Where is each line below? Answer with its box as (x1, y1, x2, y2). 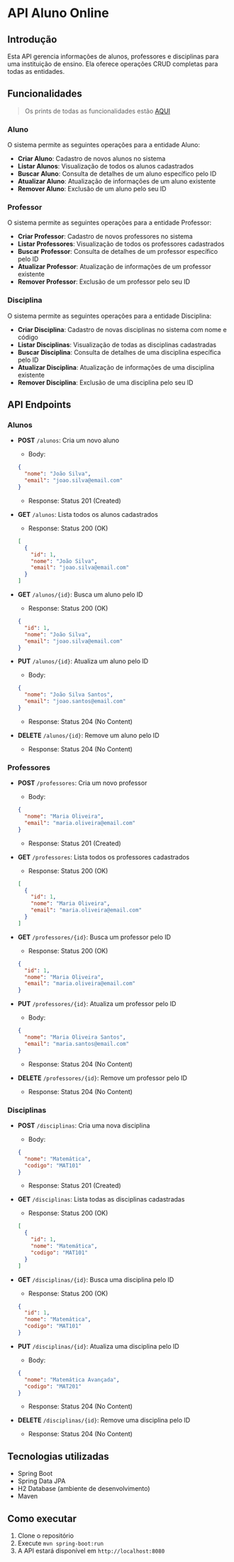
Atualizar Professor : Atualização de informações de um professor (17, 262, 211, 271)
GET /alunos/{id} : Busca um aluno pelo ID (17, 590, 143, 599)
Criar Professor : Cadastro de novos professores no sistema (17, 232, 193, 241)
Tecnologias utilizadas (7, 1450, 109, 1462)
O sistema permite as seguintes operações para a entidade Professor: (7, 218, 211, 227)
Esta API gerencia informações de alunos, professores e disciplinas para (7, 52, 219, 60)
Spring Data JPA (17, 1477, 66, 1485)
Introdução (7, 33, 57, 46)
